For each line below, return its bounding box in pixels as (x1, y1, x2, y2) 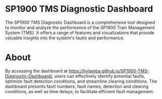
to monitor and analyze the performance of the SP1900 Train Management (5, 24, 155, 30)
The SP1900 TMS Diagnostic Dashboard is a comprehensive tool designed (5, 19, 155, 25)
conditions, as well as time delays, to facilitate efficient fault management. (5, 88, 154, 94)
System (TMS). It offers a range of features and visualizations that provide (5, 30, 155, 35)
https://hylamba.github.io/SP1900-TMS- (68, 68, 149, 74)
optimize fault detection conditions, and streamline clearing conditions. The (5, 78, 158, 84)
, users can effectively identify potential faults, (52, 73, 145, 79)
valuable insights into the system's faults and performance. (5, 35, 125, 41)
